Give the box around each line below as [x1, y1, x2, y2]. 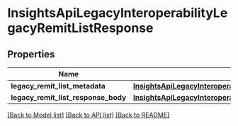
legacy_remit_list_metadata [11, 81, 106, 91]
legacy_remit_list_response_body [11, 93, 127, 102]
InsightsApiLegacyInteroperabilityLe [7, 5, 228, 21]
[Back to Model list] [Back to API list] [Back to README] [7, 111, 170, 119]
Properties [7, 48, 55, 60]
